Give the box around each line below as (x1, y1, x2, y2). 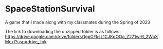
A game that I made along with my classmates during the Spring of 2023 (5, 19, 150, 25)
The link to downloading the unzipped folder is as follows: (5, 28, 121, 34)
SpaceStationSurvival (5, 3, 95, 14)
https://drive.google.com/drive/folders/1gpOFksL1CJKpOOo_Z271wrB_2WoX (5, 34, 158, 39)
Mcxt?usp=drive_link (5, 38, 47, 44)
